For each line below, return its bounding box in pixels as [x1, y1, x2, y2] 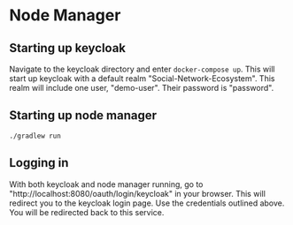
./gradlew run [9, 131, 62, 140]
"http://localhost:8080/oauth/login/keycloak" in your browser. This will [9, 188, 266, 199]
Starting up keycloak [9, 41, 127, 56]
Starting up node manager [9, 108, 158, 124]
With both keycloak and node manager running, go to [9, 178, 204, 190]
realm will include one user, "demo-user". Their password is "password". [9, 83, 274, 93]
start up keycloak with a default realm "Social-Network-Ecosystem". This [9, 73, 275, 84]
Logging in [9, 155, 69, 170]
